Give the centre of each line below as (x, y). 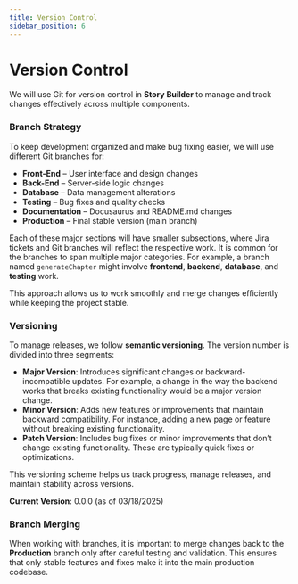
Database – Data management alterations (99, 192)
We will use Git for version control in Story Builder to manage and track (141, 95)
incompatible (46, 382)
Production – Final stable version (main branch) (110, 220)
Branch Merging (45, 524)
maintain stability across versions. (72, 484)
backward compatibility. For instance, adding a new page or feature (146, 419)
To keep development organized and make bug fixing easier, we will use (142, 146)
